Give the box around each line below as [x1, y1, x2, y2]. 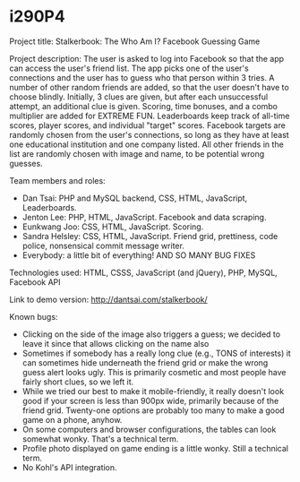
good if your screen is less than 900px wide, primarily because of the [21, 395, 279, 406]
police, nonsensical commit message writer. [21, 240, 185, 251]
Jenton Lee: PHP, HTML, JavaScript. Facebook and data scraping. [21, 211, 267, 222]
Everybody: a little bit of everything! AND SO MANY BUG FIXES [21, 249, 256, 261]
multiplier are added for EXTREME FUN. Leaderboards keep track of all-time [9, 110, 290, 121]
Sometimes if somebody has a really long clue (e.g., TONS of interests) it [21, 348, 291, 358]
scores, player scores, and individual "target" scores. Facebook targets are [9, 119, 287, 131]
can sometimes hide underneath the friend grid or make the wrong [21, 357, 269, 368]
